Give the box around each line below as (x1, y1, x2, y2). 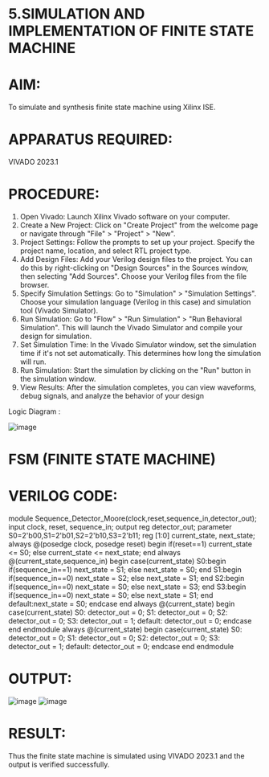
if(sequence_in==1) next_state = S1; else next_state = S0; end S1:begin (8, 565, 243, 575)
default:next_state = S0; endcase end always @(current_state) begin (8, 599, 235, 609)
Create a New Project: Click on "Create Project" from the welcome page (19, 220, 259, 230)
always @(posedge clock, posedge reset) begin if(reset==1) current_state (8, 539, 253, 549)
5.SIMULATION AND (8, 5, 145, 23)
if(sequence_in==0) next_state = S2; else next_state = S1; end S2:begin (8, 574, 245, 583)
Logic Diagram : (8, 407, 61, 416)
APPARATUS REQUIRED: (8, 130, 173, 149)
